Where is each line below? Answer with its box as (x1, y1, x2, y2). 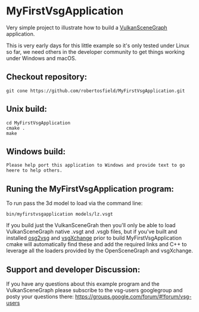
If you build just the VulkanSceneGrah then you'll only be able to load (6, 222, 176, 229)
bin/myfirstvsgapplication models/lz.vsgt (6, 211, 113, 218)
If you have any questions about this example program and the (6, 280, 160, 287)
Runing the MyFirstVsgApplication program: (6, 183, 175, 194)
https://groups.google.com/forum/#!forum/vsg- (75, 293, 192, 300)
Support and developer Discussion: (6, 264, 141, 274)
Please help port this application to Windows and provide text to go (6, 163, 185, 169)
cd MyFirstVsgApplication (6, 120, 70, 126)
